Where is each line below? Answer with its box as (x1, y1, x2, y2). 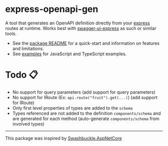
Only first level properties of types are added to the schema (12, 105, 133, 111)
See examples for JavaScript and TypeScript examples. (12, 51, 127, 57)
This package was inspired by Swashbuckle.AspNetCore (5, 135, 122, 141)
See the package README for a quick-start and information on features (12, 40, 160, 46)
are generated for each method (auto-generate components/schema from (12, 116, 160, 122)
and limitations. (12, 45, 44, 51)
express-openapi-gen (5, 3, 98, 15)
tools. (5, 30, 17, 36)
